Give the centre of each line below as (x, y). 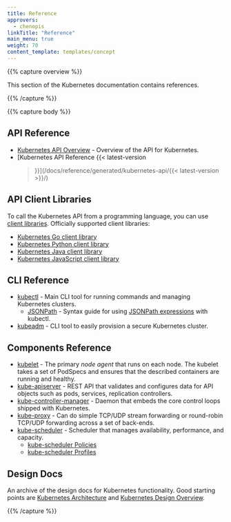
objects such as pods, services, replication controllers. (95, 394)
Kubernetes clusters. (47, 304)
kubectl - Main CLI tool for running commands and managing (104, 297)
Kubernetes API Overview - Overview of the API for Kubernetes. (108, 149)
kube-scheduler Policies (62, 445)
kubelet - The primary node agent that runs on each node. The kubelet (118, 364)
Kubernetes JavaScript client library (68, 258)
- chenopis (29, 26)
